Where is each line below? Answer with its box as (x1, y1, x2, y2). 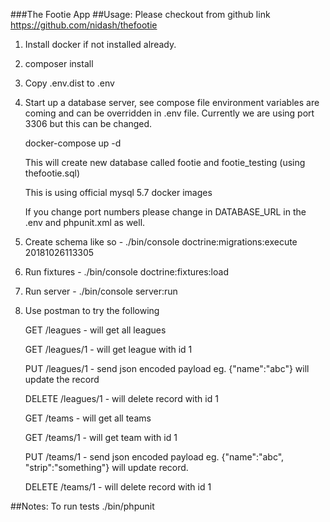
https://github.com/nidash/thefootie (10, 19, 158, 31)
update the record (24, 374, 100, 385)
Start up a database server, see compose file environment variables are (24, 97, 320, 108)
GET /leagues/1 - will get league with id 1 (24, 344, 193, 355)
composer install (24, 58, 94, 69)
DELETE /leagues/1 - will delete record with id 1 (24, 393, 219, 404)
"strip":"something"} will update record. (24, 462, 189, 473)
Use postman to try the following (24, 305, 160, 316)
